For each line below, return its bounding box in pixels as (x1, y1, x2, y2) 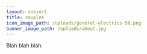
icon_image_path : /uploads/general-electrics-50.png (6, 20, 142, 26)
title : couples (6, 14, 45, 20)
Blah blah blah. (6, 42, 43, 49)
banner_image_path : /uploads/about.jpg (6, 25, 107, 32)
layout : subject (6, 8, 47, 15)
